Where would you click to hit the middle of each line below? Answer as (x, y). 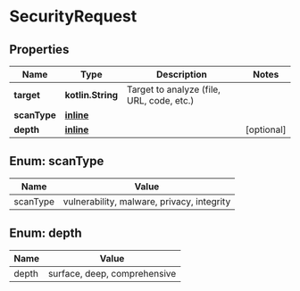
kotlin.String (92, 95)
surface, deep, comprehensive (112, 273)
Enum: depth (46, 233)
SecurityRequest (73, 17)
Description (181, 75)
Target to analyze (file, (174, 89)
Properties (39, 50)
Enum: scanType (57, 161)
